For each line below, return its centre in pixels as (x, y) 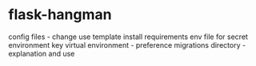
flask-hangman (60, 15)
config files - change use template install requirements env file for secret (128, 37)
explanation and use (42, 53)
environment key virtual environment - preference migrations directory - (127, 45)
